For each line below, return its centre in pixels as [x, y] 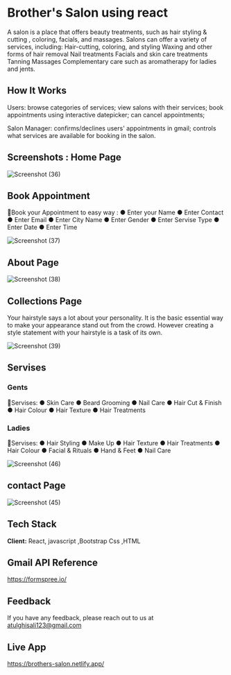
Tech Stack [32, 524]
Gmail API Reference [53, 563]
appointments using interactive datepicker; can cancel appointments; [106, 114]
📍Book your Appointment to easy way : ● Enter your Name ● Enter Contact [115, 212]
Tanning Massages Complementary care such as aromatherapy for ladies [112, 61]
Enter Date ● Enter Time [42, 228]
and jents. [22, 69]
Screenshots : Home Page [64, 157]
